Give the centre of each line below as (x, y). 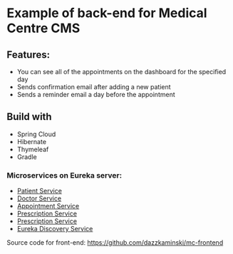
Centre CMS (43, 28)
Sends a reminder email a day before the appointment (96, 95)
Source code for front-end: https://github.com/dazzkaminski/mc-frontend (115, 243)
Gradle (27, 157)
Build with (29, 117)
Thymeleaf (33, 149)
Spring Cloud (36, 134)
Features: (29, 55)
